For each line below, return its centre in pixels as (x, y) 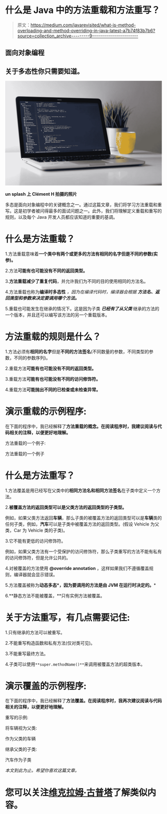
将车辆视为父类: (21, 728)
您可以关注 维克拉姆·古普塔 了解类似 (76, 792)
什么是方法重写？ (40, 475)
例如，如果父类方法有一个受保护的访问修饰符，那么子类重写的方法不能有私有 (83, 551)
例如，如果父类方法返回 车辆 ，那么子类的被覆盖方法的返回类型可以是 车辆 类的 (83, 518)
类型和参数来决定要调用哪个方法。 (44, 298)
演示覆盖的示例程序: (46, 686)
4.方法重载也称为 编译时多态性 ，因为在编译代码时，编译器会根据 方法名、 (80, 291)
